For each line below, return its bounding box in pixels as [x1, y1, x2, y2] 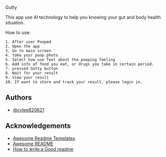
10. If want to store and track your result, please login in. [5, 80, 143, 85]
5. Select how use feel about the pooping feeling [5, 57, 115, 62]
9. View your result [5, 75, 50, 80]
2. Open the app [5, 44, 40, 49]
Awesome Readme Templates [12, 135, 76, 141]
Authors [5, 93, 32, 102]
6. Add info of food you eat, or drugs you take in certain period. [5, 62, 154, 67]
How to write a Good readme [12, 146, 74, 152]
